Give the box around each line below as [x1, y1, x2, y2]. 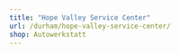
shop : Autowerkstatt [9, 30, 87, 39]
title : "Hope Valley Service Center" [9, 13, 151, 22]
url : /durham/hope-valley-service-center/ [9, 22, 171, 31]
